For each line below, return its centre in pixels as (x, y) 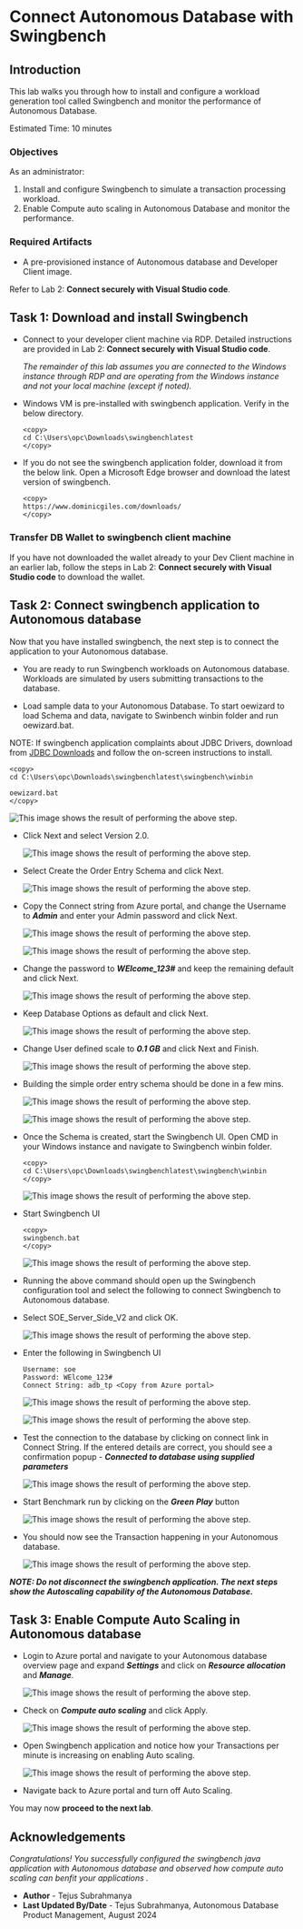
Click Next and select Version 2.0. (86, 835)
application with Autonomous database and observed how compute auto (147, 1869)
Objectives (34, 152)
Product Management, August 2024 (89, 1915)
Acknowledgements (68, 1837)
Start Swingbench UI (61, 1213)
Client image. (47, 271)
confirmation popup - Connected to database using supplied (138, 1456)
